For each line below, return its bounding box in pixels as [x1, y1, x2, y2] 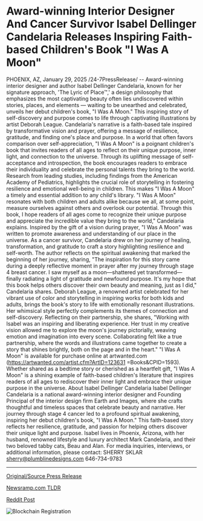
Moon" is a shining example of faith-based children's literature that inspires [6, 371, 194, 379]
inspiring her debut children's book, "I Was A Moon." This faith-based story [6, 416, 193, 424]
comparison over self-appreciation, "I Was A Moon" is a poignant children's [6, 140, 195, 147]
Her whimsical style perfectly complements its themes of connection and [6, 307, 188, 314]
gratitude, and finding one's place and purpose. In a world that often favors [6, 133, 193, 140]
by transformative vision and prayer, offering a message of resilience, [6, 127, 179, 134]
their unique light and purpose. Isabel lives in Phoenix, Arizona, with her [6, 429, 185, 436]
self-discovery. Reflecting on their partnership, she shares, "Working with [6, 313, 189, 321]
